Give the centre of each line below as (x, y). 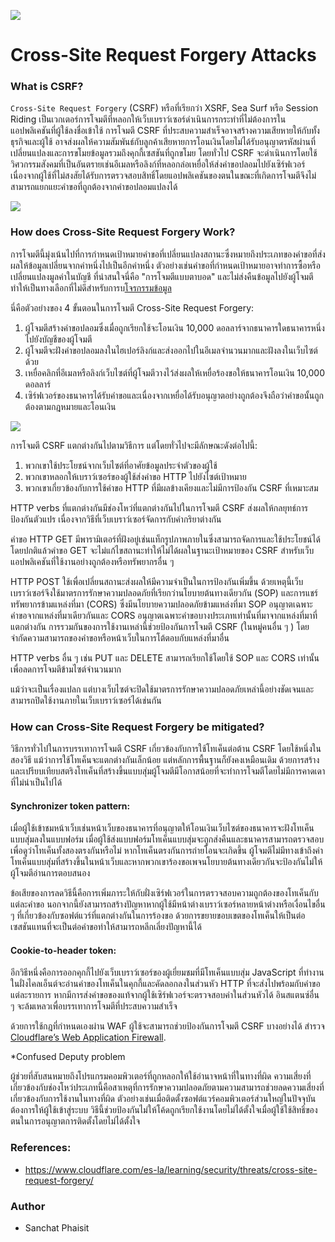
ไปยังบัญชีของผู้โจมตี (58, 339)
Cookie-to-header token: (63, 950)
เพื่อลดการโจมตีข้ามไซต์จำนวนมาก (66, 669)
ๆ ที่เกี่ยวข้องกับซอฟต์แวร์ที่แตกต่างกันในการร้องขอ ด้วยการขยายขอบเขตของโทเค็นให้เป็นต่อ (158, 916)
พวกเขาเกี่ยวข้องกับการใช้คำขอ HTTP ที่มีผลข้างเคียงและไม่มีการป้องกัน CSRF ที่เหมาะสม (171, 487)
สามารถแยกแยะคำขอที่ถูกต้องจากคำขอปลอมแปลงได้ (94, 187)
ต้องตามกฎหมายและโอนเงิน (70, 406)
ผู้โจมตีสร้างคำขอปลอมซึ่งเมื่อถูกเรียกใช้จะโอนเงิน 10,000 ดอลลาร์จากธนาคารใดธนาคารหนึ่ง (174, 327)
